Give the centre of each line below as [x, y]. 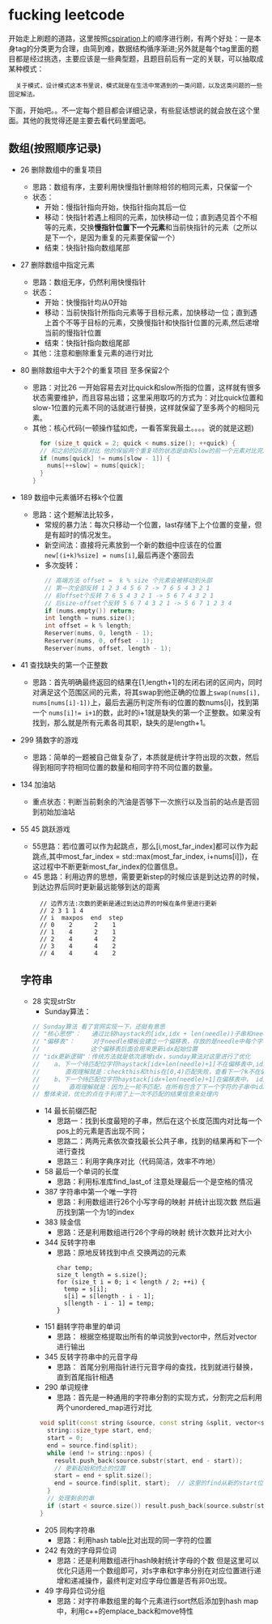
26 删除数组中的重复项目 [61, 169]
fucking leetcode [67, 15]
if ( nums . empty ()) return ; [90, 611]
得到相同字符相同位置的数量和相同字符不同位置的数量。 [124, 767]
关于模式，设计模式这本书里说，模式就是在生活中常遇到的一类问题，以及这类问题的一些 [139, 85]
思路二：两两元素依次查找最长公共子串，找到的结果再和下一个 [159, 1141]
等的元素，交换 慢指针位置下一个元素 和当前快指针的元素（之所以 [151, 227]
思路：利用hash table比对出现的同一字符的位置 [134, 1540]
